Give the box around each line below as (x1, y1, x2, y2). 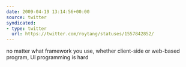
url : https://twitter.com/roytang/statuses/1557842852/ (11, 31, 154, 37)
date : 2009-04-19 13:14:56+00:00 (6, 8, 90, 15)
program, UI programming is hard (6, 54, 89, 61)
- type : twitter (6, 25, 47, 32)
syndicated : (6, 20, 36, 26)
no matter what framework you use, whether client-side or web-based (6, 47, 180, 54)
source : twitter (6, 14, 47, 20)
